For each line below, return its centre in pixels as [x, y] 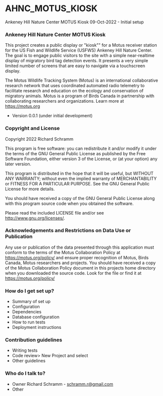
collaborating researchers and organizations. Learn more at [64, 101]
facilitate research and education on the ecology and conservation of [74, 91]
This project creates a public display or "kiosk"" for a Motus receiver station [81, 45]
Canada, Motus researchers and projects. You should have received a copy [80, 263]
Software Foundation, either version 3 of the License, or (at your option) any [81, 159]
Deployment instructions [37, 327]
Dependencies [27, 312]
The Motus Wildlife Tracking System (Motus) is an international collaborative [81, 80]
